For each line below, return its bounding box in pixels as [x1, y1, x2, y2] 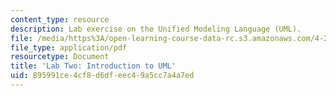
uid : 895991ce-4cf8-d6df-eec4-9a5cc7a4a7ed [10, 71, 195, 81]
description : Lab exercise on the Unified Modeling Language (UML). [10, 24, 302, 34]
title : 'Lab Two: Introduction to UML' [10, 61, 177, 71]
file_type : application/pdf [10, 42, 128, 53]
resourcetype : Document [10, 52, 110, 62]
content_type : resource [10, 14, 110, 25]
